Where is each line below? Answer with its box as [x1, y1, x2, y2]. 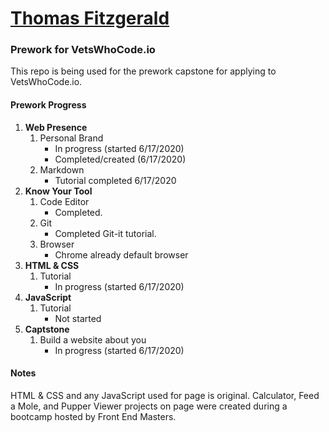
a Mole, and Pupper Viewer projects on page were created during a [10, 400, 288, 412]
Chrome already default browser [54, 248, 189, 261]
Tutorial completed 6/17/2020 [54, 174, 177, 186]
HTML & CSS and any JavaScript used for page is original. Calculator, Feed [10, 389, 320, 401]
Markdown [39, 163, 85, 176]
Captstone [24, 323, 70, 335]
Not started [54, 312, 102, 324]
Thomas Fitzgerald [10, 7, 170, 30]
